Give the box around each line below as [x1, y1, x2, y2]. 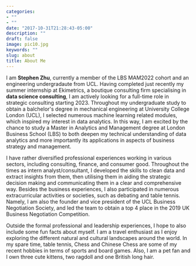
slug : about [6, 52, 35, 58]
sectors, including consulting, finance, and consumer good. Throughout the [6, 160, 189, 168]
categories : [6, 8, 35, 15]
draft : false [6, 36, 38, 42]
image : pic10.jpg [6, 42, 49, 48]
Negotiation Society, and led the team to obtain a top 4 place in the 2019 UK [6, 204, 190, 211]
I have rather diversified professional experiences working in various [6, 154, 172, 161]
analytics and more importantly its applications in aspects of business [6, 137, 175, 144]
